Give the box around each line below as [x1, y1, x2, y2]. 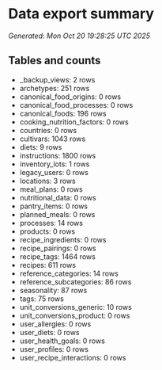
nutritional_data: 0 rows [19, 193, 96, 202]
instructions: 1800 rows [19, 151, 96, 160]
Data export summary [8, 5, 154, 23]
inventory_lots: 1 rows [19, 159, 90, 169]
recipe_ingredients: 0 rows [19, 235, 107, 244]
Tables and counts [8, 54, 101, 67]
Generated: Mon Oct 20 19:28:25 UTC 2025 [8, 31, 151, 40]
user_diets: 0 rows [19, 327, 81, 337]
